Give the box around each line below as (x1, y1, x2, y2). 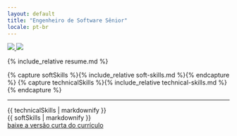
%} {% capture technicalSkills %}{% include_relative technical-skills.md (7, 78, 217, 87)
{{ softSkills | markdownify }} (7, 113, 92, 122)
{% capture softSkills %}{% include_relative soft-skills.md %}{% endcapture (7, 71, 230, 80)
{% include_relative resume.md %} (7, 57, 109, 66)
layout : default (7, 10, 55, 18)
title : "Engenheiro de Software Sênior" (7, 17, 128, 24)
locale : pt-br (7, 23, 49, 30)
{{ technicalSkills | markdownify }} (7, 106, 107, 115)
